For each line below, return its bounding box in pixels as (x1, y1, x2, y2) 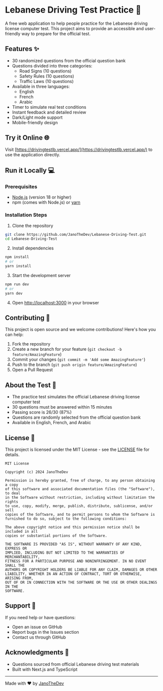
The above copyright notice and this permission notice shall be (5, 525, 140, 529)
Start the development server (12, 272, 71, 278)
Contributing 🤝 (5, 313, 50, 322)
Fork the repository (12, 341, 51, 347)
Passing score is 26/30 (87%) (12, 410, 72, 415)
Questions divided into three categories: (12, 63, 93, 68)
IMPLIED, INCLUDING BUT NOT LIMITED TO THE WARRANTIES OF (5, 550, 125, 555)
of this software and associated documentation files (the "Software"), (5, 486, 155, 492)
